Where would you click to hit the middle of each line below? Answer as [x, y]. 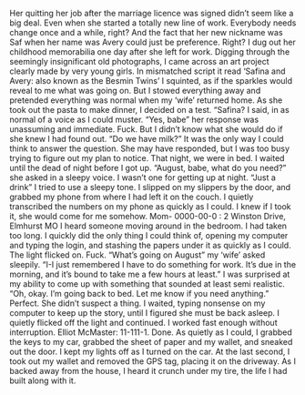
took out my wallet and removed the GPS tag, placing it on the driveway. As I [152, 361]
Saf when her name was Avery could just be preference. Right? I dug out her [152, 42]
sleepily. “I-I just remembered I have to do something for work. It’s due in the [153, 264]
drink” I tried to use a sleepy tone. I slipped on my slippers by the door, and [150, 187]
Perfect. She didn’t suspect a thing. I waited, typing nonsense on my [137, 303]
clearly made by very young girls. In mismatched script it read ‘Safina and [147, 71]
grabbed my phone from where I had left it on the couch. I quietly [132, 197]
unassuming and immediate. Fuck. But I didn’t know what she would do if [146, 129]
